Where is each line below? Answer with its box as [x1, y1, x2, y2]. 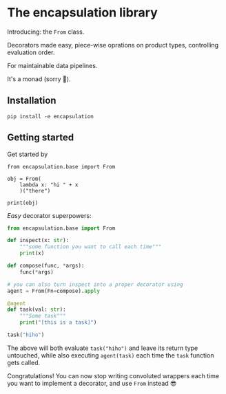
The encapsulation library [7, 5, 158, 21]
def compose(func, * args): [7, 263, 85, 270]
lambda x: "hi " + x [19, 181, 79, 188]
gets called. [7, 358, 41, 366]
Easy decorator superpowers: [7, 211, 92, 219]
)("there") [19, 187, 51, 194]
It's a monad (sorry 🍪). [7, 74, 71, 83]
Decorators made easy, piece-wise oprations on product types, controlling [7, 41, 219, 49]
